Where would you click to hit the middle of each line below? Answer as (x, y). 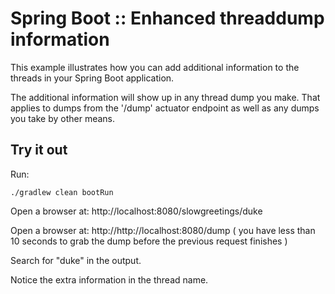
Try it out (39, 150)
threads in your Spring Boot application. (92, 78)
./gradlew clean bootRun (62, 192)
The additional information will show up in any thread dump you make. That (165, 97)
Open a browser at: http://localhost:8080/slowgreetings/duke (136, 211)
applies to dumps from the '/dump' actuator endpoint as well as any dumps (165, 108)
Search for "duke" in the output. (76, 260)
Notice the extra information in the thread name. (109, 279)
